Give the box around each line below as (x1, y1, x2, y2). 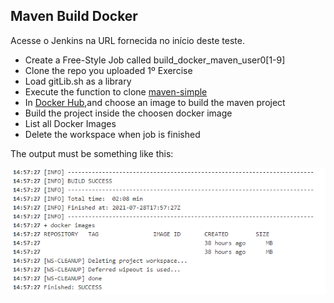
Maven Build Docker (10, 8, 138, 25)
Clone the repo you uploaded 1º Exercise (24, 64, 193, 76)
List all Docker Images (24, 117, 117, 129)
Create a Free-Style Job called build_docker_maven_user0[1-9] (24, 54, 286, 66)
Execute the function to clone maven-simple (24, 85, 208, 98)
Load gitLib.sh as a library (24, 75, 132, 87)
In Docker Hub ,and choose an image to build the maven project (24, 96, 286, 108)
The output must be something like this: (10, 147, 174, 159)
